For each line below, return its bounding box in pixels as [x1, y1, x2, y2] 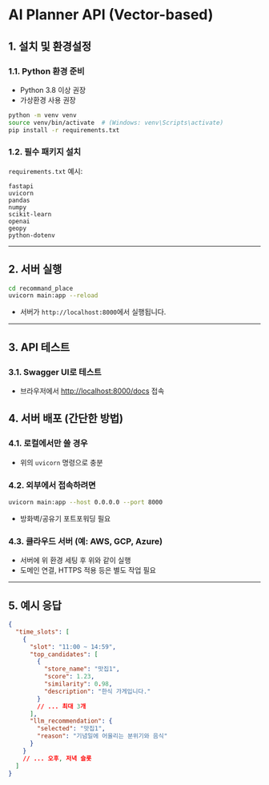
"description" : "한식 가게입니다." [43, 687, 151, 695]
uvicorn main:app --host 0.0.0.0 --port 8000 [8, 498, 163, 506]
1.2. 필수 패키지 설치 [8, 147, 82, 158]
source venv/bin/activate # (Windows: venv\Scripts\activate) [8, 119, 224, 127]
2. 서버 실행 [8, 263, 62, 276]
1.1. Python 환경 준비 [8, 66, 86, 77]
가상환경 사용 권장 [19, 95, 76, 105]
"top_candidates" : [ [29, 650, 98, 658]
